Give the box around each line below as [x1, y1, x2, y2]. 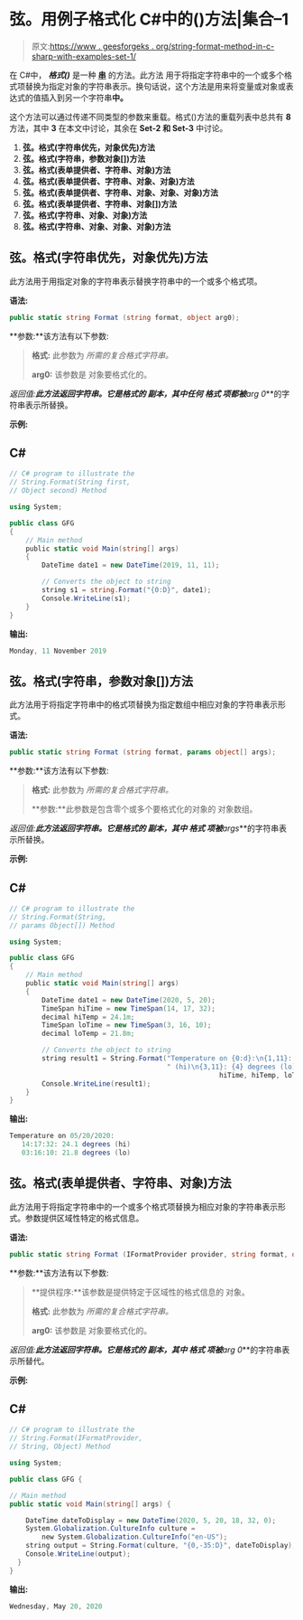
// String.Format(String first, [9, 477, 131, 487]
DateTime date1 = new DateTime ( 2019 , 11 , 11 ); [41, 560, 220, 570]
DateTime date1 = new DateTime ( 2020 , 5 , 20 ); [41, 995, 216, 1004]
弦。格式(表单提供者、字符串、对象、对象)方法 [22, 175, 196, 186]
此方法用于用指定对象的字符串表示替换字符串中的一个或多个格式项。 [9, 276, 262, 287]
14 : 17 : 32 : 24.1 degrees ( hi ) [21, 1140, 131, 1149]
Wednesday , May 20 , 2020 [9, 1602, 103, 1611]
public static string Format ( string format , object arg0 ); [9, 313, 241, 322]
